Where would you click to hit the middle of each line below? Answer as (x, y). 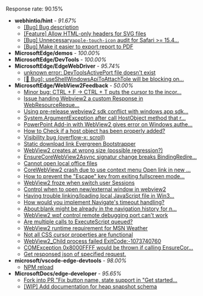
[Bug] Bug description (51, 27)
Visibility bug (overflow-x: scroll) (64, 137)
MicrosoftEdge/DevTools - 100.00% (60, 60)
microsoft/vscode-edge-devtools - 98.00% (71, 261)
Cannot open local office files (60, 163)
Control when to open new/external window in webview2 (95, 189)
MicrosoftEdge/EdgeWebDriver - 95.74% (67, 66)
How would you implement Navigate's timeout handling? (94, 202)
